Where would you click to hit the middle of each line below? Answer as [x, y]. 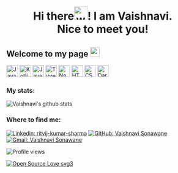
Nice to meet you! [103, 29]
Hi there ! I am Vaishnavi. [103, 16]
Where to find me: [34, 120]
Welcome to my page [47, 54]
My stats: [21, 90]
